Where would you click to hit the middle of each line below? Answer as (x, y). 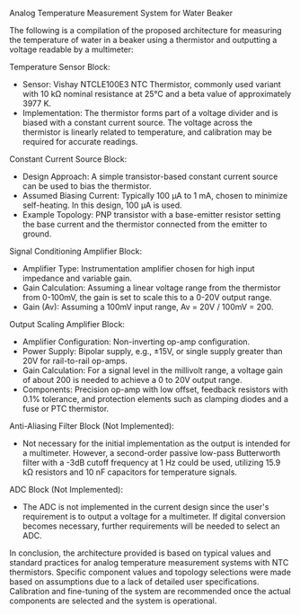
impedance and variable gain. (77, 278)
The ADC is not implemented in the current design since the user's (146, 507)
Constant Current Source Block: (68, 159)
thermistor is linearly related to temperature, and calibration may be (147, 132)
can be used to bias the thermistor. (87, 186)
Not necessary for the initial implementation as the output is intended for (156, 443)
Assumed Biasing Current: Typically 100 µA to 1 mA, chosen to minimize (155, 196)
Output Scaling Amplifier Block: (67, 324)
